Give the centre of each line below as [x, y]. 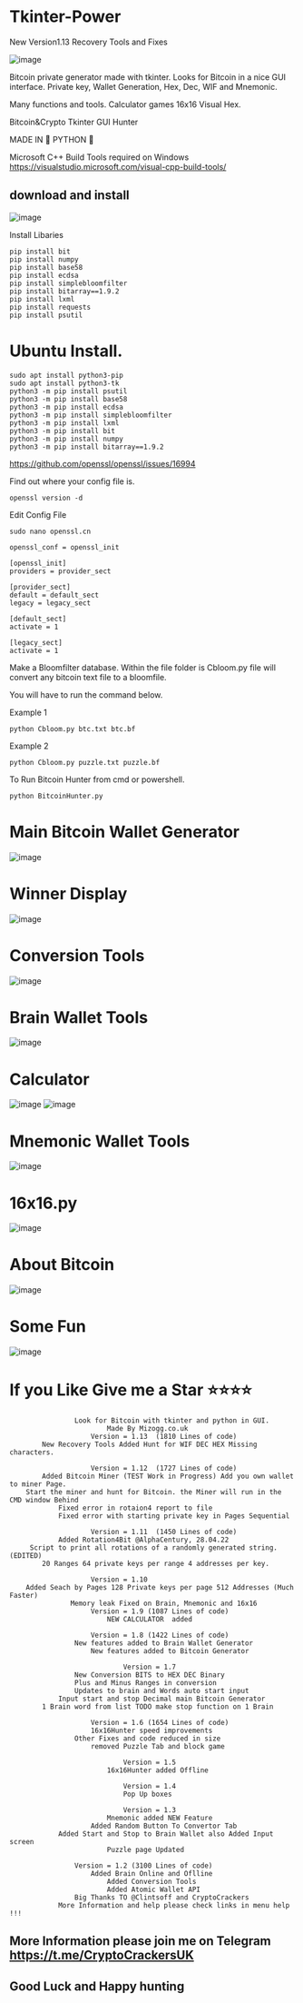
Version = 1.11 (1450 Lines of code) [164, 1532]
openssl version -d [46, 498]
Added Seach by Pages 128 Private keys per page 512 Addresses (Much [160, 1588]
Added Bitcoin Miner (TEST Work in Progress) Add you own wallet [168, 1477]
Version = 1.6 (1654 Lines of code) [160, 1723]
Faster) [24, 1596]
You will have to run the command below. [86, 694]
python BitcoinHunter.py [56, 796]
